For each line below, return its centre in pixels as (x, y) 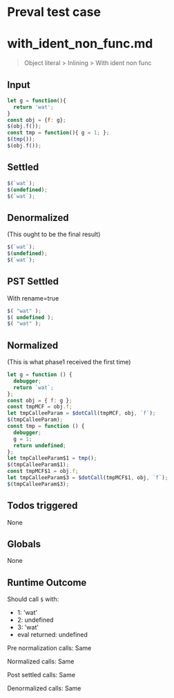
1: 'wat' (27, 613)
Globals (24, 544)
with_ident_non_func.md (80, 44)
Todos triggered (42, 506)
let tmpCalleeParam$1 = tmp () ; (52, 458)
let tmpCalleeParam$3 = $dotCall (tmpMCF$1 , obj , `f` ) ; (88, 478)
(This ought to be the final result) (54, 234)
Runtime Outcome (47, 582)
